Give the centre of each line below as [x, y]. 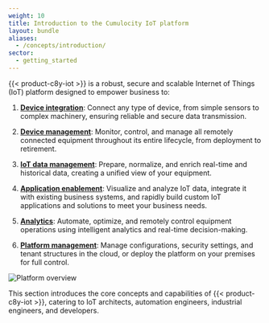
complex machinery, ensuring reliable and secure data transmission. [133, 116]
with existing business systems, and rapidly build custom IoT [120, 197]
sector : [21, 53]
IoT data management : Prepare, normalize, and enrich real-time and [134, 164]
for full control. [45, 262]
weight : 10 [27, 16]
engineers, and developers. [54, 310]
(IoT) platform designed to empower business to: [89, 92]
